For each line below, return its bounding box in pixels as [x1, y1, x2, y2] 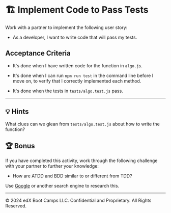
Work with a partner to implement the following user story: [5, 24, 128, 31]
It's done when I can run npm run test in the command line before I [12, 72, 154, 78]
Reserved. [5, 203, 27, 209]
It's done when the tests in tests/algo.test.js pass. [12, 88, 123, 94]
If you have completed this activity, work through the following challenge [5, 157, 158, 164]
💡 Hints [5, 108, 29, 116]
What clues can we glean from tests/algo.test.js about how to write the [5, 121, 160, 127]
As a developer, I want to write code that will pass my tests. [12, 34, 137, 40]
